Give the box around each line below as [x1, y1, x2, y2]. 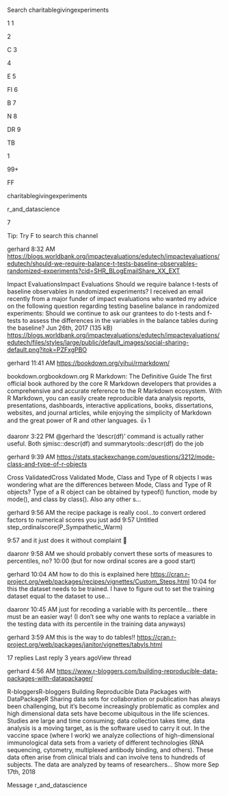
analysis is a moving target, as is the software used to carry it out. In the [7, 724, 210, 732]
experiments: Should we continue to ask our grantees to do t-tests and [7, 309, 206, 317]
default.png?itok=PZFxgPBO [7, 346, 87, 354]
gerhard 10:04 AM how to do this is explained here [7, 570, 149, 578]
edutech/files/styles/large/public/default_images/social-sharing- [7, 339, 189, 346]
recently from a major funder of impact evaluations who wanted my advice [7, 295, 217, 302]
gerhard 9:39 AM [7, 453, 56, 461]
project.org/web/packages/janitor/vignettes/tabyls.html [7, 640, 163, 649]
